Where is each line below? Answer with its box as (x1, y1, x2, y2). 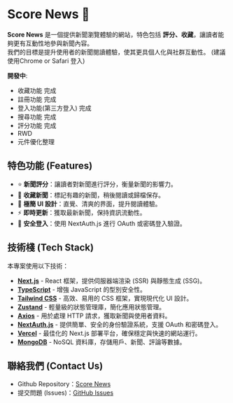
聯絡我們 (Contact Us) (7, 360, 104, 372)
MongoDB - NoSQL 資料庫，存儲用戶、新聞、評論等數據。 (17, 337, 186, 346)
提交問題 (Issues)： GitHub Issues (17, 388, 114, 397)
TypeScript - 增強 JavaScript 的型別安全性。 (17, 285, 147, 293)
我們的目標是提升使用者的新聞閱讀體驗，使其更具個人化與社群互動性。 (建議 (7, 48, 226, 56)
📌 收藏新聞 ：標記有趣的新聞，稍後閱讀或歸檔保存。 (17, 190, 164, 199)
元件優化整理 (17, 137, 55, 146)
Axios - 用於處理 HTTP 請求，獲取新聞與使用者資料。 (17, 311, 171, 320)
